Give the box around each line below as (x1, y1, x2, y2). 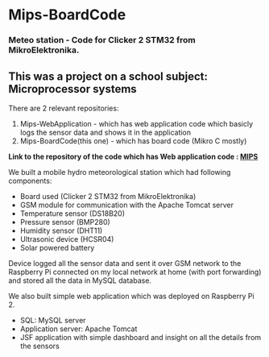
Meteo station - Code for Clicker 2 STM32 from (8, 35, 196, 46)
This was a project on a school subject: (8, 69, 208, 83)
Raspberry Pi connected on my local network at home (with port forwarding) (8, 267, 262, 276)
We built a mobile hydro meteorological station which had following (8, 167, 231, 176)
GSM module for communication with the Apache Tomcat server (19, 200, 234, 210)
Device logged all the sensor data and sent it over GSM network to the (8, 258, 242, 268)
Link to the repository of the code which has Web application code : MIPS (8, 152, 259, 161)
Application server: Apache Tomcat (19, 324, 138, 334)
